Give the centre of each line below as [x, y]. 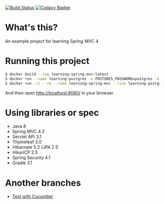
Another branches [43, 183]
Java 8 [19, 126]
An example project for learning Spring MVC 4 [52, 41]
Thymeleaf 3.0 [27, 142]
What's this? [31, 28]
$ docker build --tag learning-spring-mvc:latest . [59, 74]
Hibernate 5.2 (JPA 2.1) [35, 147]
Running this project [47, 61]
